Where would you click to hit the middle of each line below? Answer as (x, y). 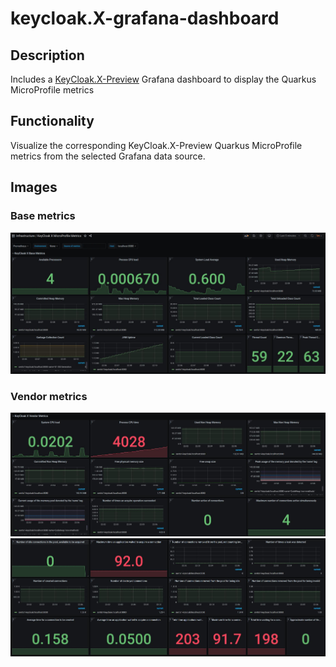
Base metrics (43, 216)
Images (34, 187)
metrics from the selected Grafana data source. (108, 156)
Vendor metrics (49, 396)
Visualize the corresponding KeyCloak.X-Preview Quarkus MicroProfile (156, 145)
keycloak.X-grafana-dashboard (145, 18)
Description (47, 55)
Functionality (52, 121)
